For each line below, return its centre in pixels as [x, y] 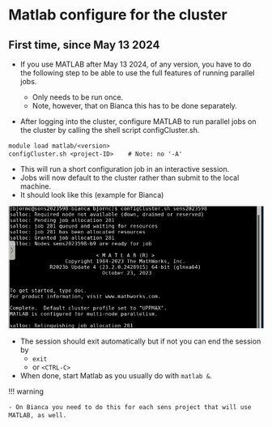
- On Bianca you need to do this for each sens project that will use [130, 408]
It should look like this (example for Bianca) [92, 195]
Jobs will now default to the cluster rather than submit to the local [130, 177]
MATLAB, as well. [38, 416]
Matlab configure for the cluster [118, 15]
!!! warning [26, 391]
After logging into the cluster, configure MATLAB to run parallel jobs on [138, 122]
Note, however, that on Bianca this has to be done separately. [134, 106]
